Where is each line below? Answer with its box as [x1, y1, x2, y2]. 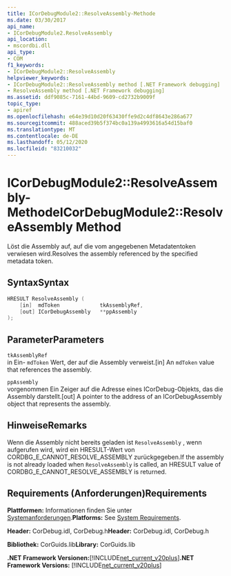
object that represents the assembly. [7, 399, 112, 408]
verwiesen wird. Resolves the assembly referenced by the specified [7, 249, 198, 258]
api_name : [7, 23, 36, 30]
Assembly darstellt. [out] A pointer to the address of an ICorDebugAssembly [7, 393, 222, 401]
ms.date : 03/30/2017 [7, 17, 67, 24]
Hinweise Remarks [7, 420, 88, 431]
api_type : [7, 49, 36, 56]
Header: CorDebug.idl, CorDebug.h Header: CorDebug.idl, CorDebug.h [7, 527, 209, 535]
